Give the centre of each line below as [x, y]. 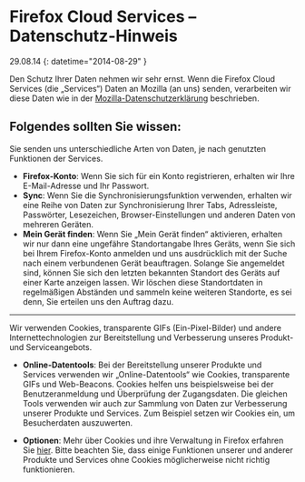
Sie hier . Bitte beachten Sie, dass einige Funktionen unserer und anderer [157, 450]
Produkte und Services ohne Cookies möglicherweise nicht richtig [146, 459]
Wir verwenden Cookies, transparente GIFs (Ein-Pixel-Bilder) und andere [145, 327]
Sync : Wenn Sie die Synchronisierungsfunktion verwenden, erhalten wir [157, 195]
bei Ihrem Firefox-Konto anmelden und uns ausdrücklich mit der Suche [155, 253]
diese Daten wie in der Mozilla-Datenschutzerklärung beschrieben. [135, 98]
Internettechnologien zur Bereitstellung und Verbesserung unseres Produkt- [152, 337]
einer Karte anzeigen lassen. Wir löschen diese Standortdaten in [143, 282]
